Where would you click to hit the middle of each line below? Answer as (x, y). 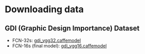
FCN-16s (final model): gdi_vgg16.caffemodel (59, 46)
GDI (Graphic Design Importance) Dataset (72, 28)
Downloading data (44, 9)
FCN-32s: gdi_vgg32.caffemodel (46, 40)
